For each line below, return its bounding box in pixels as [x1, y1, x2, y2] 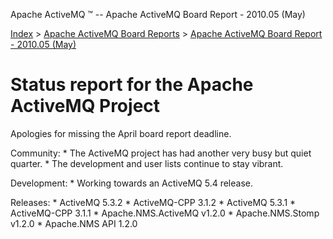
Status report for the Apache [10, 74, 254, 96]
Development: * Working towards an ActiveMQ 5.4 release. [10, 177, 254, 189]
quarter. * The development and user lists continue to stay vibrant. [10, 157, 284, 169]
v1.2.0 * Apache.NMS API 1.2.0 [10, 217, 138, 229]
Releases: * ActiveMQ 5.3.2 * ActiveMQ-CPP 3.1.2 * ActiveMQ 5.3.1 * [10, 196, 297, 208]
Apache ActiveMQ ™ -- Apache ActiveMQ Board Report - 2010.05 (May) [10, 9, 306, 20]
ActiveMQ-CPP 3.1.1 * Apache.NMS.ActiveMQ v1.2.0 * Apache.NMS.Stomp [10, 207, 320, 219]
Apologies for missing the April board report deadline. [10, 127, 232, 139]
